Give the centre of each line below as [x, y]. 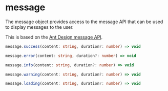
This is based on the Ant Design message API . [54, 37]
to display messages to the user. [39, 27]
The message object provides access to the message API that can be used [84, 22]
